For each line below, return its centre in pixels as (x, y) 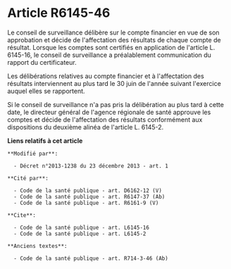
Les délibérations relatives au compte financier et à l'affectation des (106, 76)
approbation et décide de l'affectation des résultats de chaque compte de (114, 39)
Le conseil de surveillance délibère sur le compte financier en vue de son (113, 32)
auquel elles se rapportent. (46, 91)
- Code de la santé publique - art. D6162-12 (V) (88, 190)
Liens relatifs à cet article (45, 140)
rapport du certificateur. (42, 62)
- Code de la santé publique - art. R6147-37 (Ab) (89, 196)
